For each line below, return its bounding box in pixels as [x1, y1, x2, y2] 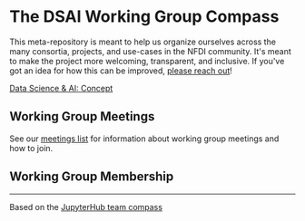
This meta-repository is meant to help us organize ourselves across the [9, 36, 277, 47]
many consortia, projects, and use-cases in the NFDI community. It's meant [9, 45, 292, 56]
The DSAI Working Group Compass [9, 6, 280, 27]
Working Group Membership [9, 169, 174, 185]
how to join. [9, 142, 54, 153]
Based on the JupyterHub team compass [9, 201, 163, 212]
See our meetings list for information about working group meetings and [9, 133, 280, 144]
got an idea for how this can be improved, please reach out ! [9, 65, 233, 76]
